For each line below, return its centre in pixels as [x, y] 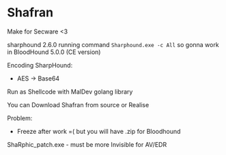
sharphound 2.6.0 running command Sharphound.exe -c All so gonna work [113, 44]
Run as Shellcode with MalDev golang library [70, 91]
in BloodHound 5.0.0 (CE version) [54, 52]
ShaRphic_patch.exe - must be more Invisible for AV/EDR [87, 144]
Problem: [20, 118]
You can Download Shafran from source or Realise [78, 104]
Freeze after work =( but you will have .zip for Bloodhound [99, 131]
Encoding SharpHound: [40, 65]
